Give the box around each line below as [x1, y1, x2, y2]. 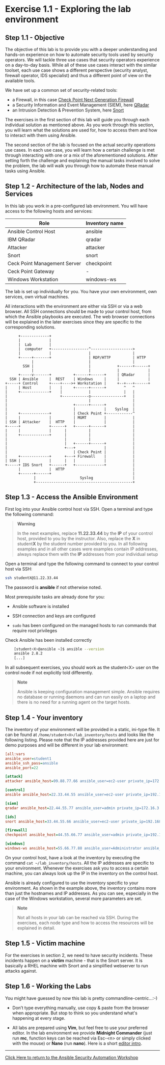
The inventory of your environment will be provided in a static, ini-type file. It [5, 726, 160, 732]
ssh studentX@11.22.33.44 [5, 575, 58, 580]
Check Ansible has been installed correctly [5, 637, 92, 643]
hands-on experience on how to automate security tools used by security [5, 52, 154, 57]
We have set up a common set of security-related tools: [5, 87, 118, 93]
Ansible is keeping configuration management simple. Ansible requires [17, 689, 160, 695]
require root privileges [12, 628, 57, 633]
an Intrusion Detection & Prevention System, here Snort [12, 107, 124, 113]
